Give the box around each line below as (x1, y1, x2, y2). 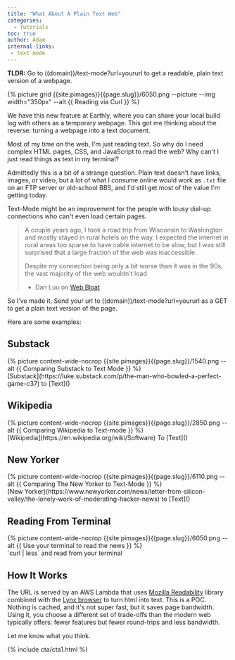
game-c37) (7, 379, 40, 387)
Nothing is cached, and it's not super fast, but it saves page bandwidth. (7, 603, 215, 611)
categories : (7, 17, 42, 24)
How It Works (7, 569, 68, 581)
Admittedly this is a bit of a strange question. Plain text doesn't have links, (7, 168, 222, 177)
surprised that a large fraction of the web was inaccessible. (24, 248, 197, 256)
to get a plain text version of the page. (7, 304, 118, 312)
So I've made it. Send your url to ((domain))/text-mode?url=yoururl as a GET (7, 297, 227, 305)
